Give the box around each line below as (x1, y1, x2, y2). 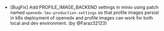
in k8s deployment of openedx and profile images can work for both (10, 15, 153, 20)
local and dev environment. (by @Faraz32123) (10, 20, 107, 26)
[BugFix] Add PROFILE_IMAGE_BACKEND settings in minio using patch (10, 4, 159, 10)
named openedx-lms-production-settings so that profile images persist (10, 9, 159, 15)
